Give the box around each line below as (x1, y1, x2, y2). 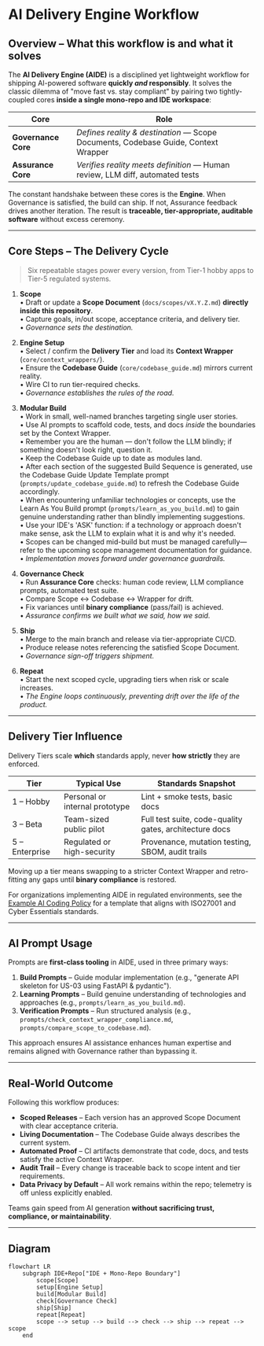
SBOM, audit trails (141, 846, 207, 857)
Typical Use (75, 777, 122, 788)
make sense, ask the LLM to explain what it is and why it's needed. (19, 529, 236, 538)
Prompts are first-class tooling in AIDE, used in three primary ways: (8, 957, 229, 967)
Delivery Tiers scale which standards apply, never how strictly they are (8, 750, 241, 760)
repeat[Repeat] (36, 1311, 86, 1319)
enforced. (8, 759, 40, 769)
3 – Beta (12, 818, 43, 829)
